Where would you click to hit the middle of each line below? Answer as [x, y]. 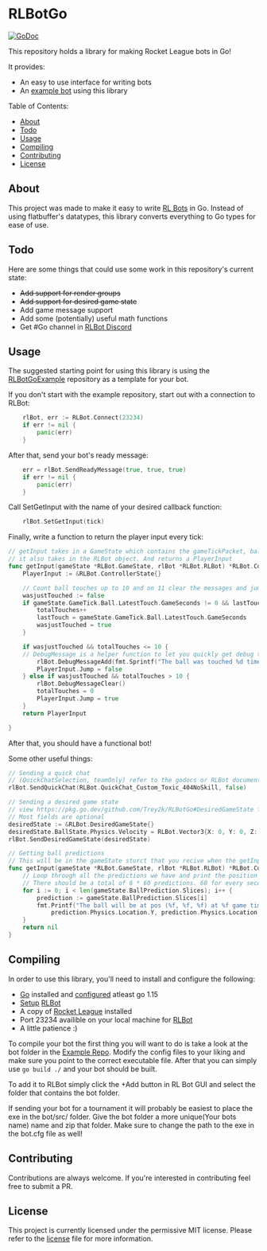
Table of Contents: [39, 106]
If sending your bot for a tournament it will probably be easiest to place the [130, 1108]
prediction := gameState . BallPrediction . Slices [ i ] [122, 898]
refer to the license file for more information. [81, 1239]
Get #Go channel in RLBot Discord [76, 326]
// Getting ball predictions [56, 853]
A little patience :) [48, 1028]
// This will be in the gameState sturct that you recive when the [122, 861]
